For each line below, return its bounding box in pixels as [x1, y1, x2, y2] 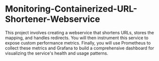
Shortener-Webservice [5, 14, 101, 25]
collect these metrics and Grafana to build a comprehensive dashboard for [5, 45, 154, 51]
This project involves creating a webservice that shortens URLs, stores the [5, 30, 154, 35]
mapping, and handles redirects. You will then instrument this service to [5, 35, 149, 41]
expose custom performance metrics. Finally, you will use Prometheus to [5, 40, 151, 46]
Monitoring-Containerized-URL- [5, 3, 138, 15]
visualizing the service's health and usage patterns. [5, 50, 108, 56]
